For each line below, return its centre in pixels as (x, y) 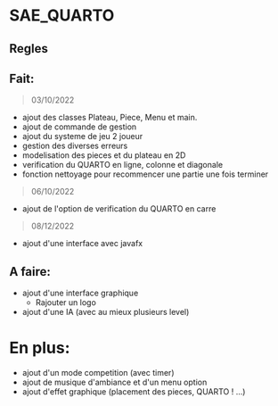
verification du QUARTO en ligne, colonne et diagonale (123, 165)
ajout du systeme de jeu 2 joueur (82, 137)
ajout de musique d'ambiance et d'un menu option (114, 382)
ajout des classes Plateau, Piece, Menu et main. (110, 118)
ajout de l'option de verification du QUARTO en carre (119, 209)
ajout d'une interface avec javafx (82, 244)
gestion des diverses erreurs (75, 146)
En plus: (40, 348)
